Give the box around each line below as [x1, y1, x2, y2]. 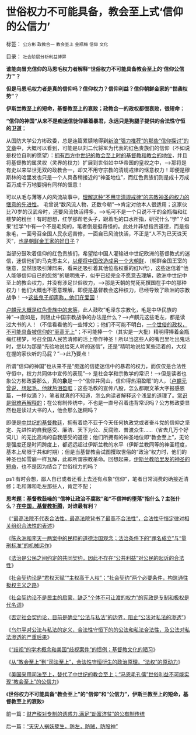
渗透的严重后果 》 [10, 633, 52, 640]
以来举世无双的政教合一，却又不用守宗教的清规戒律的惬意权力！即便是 [16, 166, 185, 173]
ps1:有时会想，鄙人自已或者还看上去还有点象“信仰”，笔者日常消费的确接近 [6, 475, 184, 482]
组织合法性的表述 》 [10, 522, 57, 529]
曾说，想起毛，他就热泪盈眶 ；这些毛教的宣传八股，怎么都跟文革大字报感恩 [6, 384, 185, 391]
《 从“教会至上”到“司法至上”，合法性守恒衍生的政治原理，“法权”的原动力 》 [6, 658, 183, 665]
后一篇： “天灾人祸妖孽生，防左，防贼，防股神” [6, 723, 118, 730]
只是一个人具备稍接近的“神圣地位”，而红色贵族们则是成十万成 [41, 173, 190, 180]
